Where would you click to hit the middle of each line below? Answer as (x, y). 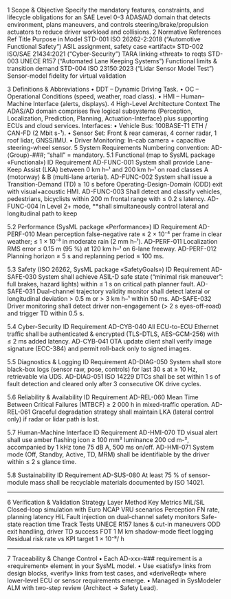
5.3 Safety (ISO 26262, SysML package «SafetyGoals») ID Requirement (108, 269)
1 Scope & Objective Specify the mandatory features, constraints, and (106, 10)
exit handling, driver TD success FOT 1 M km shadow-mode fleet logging (110, 532)
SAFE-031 (21, 291)
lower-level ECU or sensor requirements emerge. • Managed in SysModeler (114, 580)
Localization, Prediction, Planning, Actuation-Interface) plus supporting (108, 118)
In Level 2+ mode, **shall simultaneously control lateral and (124, 206)
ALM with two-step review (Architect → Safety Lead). (82, 588)
